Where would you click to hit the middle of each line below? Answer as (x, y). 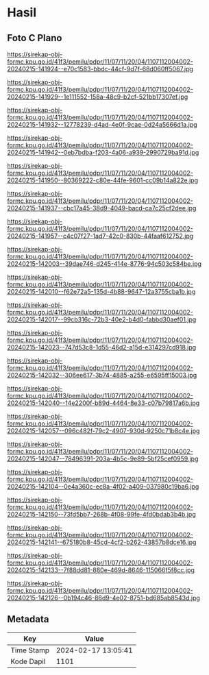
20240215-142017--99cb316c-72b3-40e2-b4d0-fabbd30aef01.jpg (102, 319)
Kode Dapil (28, 661)
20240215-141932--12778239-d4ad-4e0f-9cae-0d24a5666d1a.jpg (102, 124)
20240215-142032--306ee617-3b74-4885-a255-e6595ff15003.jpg (102, 375)
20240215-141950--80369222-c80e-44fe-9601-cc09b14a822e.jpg (103, 180)
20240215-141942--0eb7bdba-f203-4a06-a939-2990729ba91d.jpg (103, 152)
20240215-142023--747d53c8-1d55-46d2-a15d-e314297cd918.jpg (102, 347)
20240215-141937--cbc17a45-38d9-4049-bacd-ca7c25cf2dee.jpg (102, 208)
